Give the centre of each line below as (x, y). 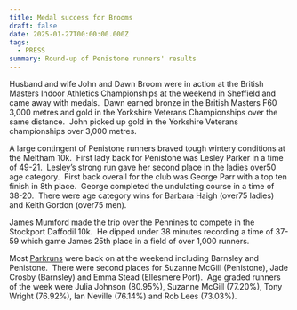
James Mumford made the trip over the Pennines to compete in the (132, 222)
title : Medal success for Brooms (71, 17)
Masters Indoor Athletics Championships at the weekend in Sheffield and (143, 93)
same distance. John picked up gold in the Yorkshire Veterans (124, 122)
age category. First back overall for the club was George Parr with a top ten (148, 177)
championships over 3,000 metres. (73, 131)
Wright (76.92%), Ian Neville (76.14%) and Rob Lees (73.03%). (123, 296)
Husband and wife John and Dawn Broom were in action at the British (136, 84)
